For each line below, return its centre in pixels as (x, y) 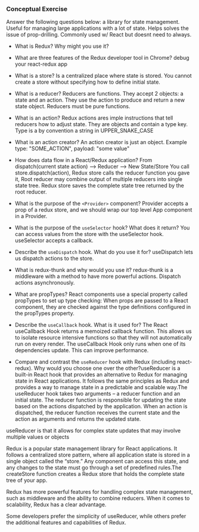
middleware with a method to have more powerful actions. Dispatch (98, 276)
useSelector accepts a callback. (54, 240)
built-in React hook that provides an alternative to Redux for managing (101, 375)
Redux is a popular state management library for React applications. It (92, 449)
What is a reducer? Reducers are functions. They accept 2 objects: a (99, 94)
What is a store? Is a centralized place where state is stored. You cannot (103, 76)
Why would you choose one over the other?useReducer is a (107, 368)
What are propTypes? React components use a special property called (101, 294)
